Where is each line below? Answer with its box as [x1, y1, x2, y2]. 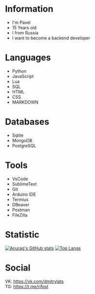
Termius [12, 196, 29, 202]
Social [5, 262, 31, 273]
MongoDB [12, 137, 32, 143]
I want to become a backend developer [12, 35, 91, 41]
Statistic [5, 229, 40, 240]
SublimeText [12, 181, 37, 187]
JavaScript [12, 73, 34, 79]
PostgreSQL [12, 143, 36, 148]
